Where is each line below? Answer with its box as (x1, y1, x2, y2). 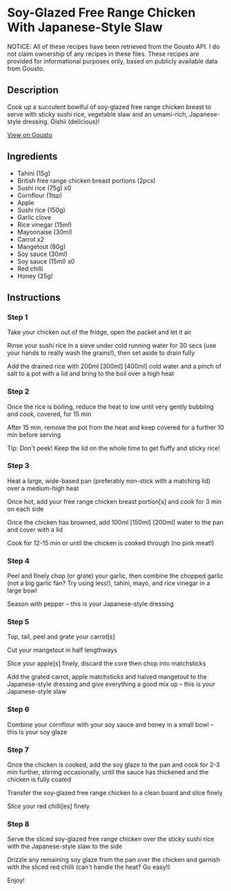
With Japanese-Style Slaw (7, 19, 163, 35)
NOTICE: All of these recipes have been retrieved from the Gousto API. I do (7, 42, 220, 50)
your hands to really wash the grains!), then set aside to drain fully (7, 349, 195, 357)
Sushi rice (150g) (17, 206, 66, 214)
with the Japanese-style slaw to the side (7, 842, 123, 850)
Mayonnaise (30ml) (17, 228, 72, 236)
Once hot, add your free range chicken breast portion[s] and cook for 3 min (7, 497, 222, 505)
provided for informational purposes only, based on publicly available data (7, 57, 219, 65)
